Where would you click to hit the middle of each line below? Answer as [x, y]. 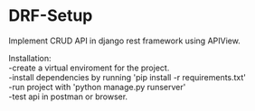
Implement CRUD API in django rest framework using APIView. [124, 41]
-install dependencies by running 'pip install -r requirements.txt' [127, 77]
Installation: [30, 58]
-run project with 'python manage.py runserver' [97, 87]
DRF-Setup [51, 16]
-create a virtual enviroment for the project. [89, 68]
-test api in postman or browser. [68, 97]
